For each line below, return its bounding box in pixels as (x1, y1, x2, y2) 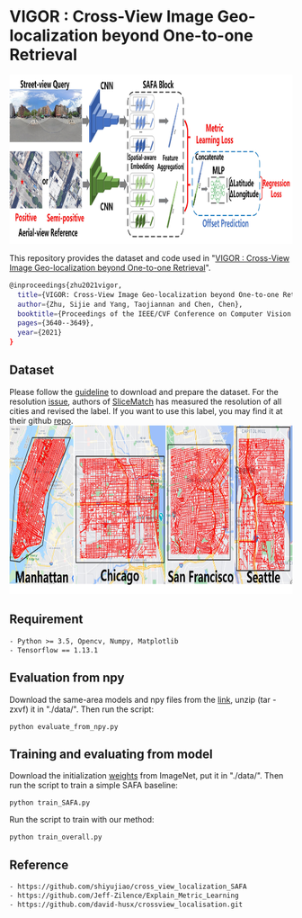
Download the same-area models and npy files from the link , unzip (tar (9, 694, 271, 705)
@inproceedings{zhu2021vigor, (9, 281, 123, 290)
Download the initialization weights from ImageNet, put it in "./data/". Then (9, 770, 284, 781)
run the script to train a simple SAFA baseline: (9, 780, 178, 791)
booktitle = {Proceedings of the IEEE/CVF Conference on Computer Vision (17, 309, 292, 319)
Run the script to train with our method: (9, 814, 155, 825)
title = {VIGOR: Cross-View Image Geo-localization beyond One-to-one (17, 290, 280, 299)
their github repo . (9, 415, 74, 426)
